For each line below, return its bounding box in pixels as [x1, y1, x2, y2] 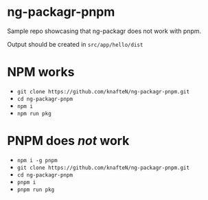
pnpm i [16, 179, 36, 186]
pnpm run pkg [16, 186, 55, 193]
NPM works [7, 65, 75, 80]
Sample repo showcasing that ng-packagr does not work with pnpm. [7, 27, 202, 35]
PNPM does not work [7, 133, 130, 148]
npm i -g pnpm [16, 157, 58, 164]
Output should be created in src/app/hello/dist [7, 40, 143, 48]
